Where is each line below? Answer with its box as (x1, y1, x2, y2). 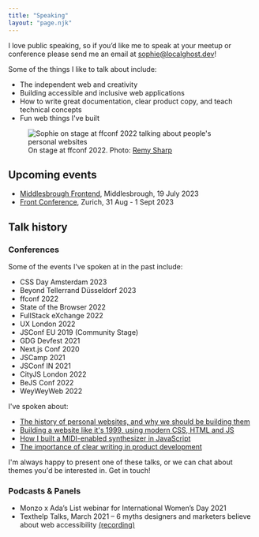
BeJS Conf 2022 (19, 378, 74, 387)
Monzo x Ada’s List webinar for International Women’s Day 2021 (19, 503, 227, 513)
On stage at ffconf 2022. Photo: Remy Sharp (28, 145, 172, 155)
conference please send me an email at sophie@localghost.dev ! (8, 49, 217, 58)
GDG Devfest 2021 (19, 336, 81, 345)
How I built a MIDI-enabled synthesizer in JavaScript (19, 434, 191, 443)
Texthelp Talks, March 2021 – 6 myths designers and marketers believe (19, 512, 251, 521)
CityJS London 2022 (19, 370, 87, 379)
